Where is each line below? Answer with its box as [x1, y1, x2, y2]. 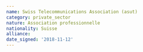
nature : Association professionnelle [6, 20, 101, 26]
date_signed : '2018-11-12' [6, 36, 74, 42]
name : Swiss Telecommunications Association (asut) [6, 8, 138, 15]
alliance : [6, 31, 31, 37]
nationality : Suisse [6, 25, 58, 32]
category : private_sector [6, 14, 71, 20]
